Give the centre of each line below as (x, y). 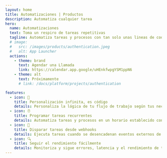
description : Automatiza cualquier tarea (49, 19)
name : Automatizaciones (34, 28)
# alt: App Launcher (33, 51)
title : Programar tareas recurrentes (53, 116)
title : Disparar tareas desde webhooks (55, 130)
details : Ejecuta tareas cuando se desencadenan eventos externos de (88, 134)
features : (15, 92)
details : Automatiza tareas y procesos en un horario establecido (84, 120)
